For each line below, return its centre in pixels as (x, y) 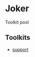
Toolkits (18, 38)
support (20, 49)
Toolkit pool (17, 22)
